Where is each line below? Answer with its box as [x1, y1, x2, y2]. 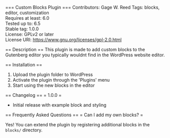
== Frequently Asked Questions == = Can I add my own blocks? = [5, 112, 144, 118]
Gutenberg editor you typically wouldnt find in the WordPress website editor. [5, 52, 165, 58]
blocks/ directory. [5, 127, 43, 133]
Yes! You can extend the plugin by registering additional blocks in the [5, 122, 150, 127]
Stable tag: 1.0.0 [5, 26, 39, 32]
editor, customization [5, 10, 49, 16]
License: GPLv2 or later [5, 31, 54, 37]
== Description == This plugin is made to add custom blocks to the [5, 47, 146, 52]
